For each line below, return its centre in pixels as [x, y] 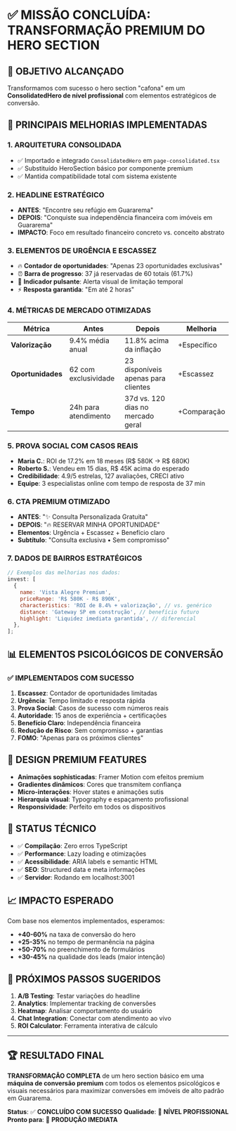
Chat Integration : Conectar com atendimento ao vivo [94, 1019]
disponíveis [144, 369]
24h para [84, 407]
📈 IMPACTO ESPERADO [60, 900]
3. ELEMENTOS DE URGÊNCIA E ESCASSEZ [82, 251]
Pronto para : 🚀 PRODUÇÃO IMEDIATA [63, 1119]
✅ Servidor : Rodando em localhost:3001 [76, 877]
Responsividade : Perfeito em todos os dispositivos [92, 807]
